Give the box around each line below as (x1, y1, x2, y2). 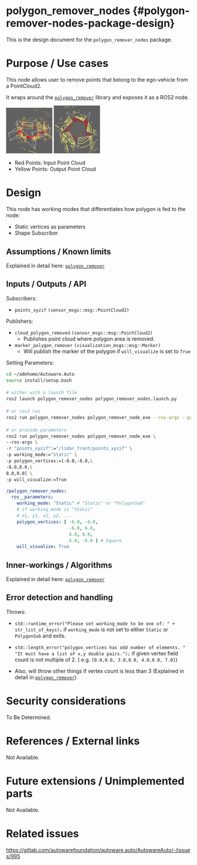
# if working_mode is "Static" (16, 507, 93, 513)
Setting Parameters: (6, 359, 55, 366)
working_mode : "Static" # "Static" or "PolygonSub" (16, 500, 145, 506)
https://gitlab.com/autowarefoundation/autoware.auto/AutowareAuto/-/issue (6, 846, 191, 853)
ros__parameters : (11, 494, 54, 500)
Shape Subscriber (14, 229, 59, 236)
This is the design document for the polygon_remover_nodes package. (6, 36, 172, 43)
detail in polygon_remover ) (14, 673, 77, 680)
